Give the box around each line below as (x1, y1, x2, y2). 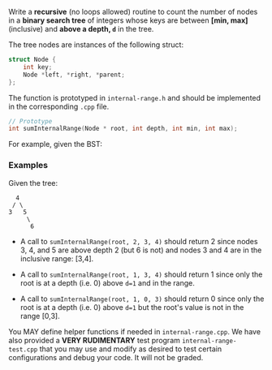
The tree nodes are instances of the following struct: (8, 40, 184, 49)
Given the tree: (8, 178, 58, 187)
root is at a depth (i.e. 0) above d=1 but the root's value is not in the (19, 302, 244, 312)
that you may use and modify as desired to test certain (39, 344, 222, 354)
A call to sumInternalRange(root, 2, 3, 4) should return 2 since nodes (19, 236, 258, 246)
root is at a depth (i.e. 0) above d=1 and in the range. (19, 277, 195, 287)
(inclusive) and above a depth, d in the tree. (8, 24, 154, 33)
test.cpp (8, 345, 38, 354)
